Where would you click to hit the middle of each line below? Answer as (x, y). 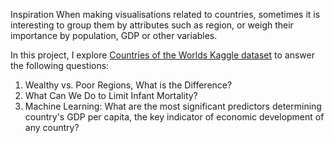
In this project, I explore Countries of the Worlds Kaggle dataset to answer (162, 55)
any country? (52, 127)
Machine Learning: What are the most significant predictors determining (173, 106)
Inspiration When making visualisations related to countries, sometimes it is (165, 14)
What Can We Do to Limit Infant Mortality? (111, 95)
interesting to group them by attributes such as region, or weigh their (152, 25)
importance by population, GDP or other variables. (114, 35)
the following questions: (60, 65)
